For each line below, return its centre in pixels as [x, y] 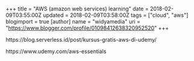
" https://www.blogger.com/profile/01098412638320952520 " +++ [87, 28]
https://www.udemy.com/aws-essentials [56, 51]
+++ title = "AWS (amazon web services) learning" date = [77, 9]
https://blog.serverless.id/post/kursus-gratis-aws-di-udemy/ [81, 40]
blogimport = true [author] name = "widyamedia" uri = [73, 21]
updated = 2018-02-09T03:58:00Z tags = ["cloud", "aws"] [115, 15]
